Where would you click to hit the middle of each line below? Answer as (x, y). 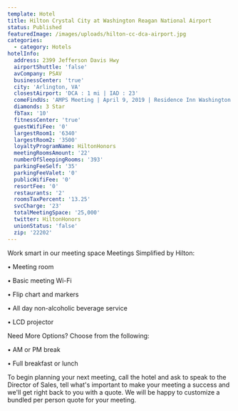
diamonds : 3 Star (40, 107)
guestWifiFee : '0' (41, 126)
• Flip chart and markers (43, 294)
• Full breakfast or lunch (43, 363)
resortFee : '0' (36, 186)
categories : (25, 41)
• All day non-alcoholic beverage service (68, 308)
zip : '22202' (33, 232)
